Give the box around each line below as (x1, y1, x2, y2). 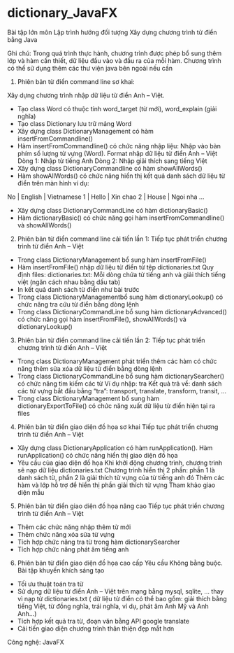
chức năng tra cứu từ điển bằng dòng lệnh (17, 300, 140, 309)
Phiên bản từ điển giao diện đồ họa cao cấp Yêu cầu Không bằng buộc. (17, 559, 223, 567)
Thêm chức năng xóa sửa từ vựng (17, 530, 115, 538)
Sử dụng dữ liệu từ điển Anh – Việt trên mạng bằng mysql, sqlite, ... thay (17, 587, 224, 596)
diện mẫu (17, 488, 45, 496)
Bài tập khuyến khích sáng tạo (17, 566, 105, 575)
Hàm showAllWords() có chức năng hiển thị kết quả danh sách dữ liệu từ (17, 171, 226, 180)
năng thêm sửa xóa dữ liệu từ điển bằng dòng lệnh (17, 364, 163, 372)
